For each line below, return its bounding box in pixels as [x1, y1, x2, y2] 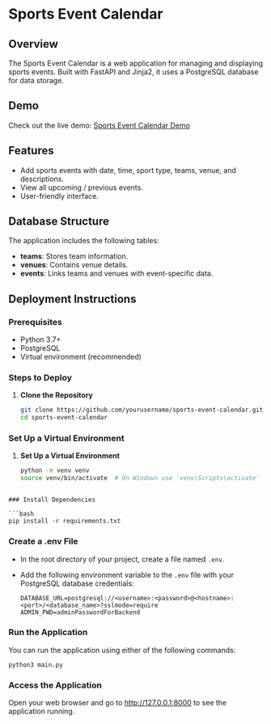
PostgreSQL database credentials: [19, 579, 135, 588]
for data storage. [8, 76, 65, 85]
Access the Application [8, 680, 103, 691]
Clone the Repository [19, 390, 93, 400]
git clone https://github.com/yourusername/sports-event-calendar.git [19, 406, 264, 415]
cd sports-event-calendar [19, 414, 108, 422]
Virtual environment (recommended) [19, 352, 142, 362]
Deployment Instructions [8, 292, 137, 305]
